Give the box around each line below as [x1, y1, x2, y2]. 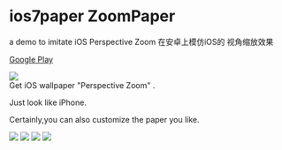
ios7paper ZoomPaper [9, 6, 176, 26]
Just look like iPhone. [9, 97, 87, 108]
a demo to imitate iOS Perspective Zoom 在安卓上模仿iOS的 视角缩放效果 [9, 36, 274, 47]
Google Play [9, 54, 54, 64]
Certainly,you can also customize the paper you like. [9, 114, 200, 124]
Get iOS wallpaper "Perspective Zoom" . [9, 79, 156, 90]
